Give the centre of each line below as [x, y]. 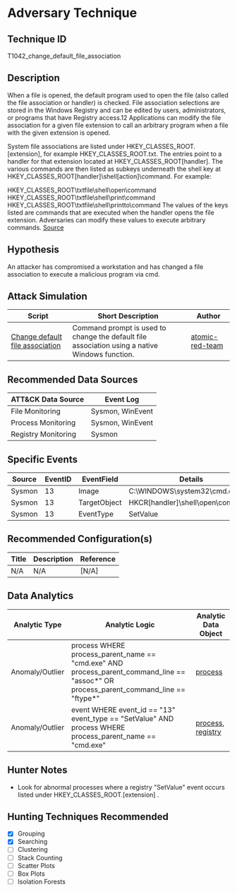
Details [192, 479]
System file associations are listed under [66, 146]
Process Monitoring [43, 423]
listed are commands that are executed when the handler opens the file [111, 212]
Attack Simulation [47, 297]
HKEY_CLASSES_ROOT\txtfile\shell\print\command [81, 197]
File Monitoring [36, 411]
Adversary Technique [72, 13]
